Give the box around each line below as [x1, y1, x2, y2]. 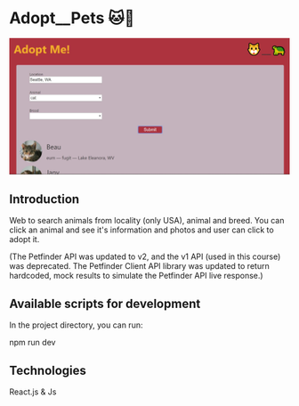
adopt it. [9, 234, 40, 245]
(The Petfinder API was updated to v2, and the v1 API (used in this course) [9, 251, 281, 262]
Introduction [9, 191, 80, 207]
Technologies [9, 362, 87, 378]
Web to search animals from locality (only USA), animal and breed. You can [9, 215, 285, 226]
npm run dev [9, 337, 56, 348]
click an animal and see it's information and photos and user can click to [9, 224, 274, 235]
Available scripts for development [9, 296, 201, 311]
